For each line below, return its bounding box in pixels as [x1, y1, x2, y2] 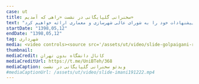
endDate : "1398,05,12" [6, 31, 62, 37]
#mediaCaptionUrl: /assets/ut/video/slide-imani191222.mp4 [6, 69, 155, 75]
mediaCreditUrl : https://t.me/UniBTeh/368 [6, 58, 113, 64]
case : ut [6, 8, 28, 15]
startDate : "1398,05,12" [6, 25, 68, 31]
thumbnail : [6, 47, 33, 53]
